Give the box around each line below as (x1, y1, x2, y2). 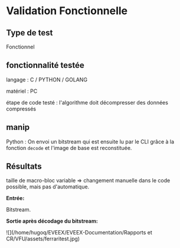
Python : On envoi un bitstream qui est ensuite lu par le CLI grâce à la (6, 138, 175, 145)
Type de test (6, 28, 53, 38)
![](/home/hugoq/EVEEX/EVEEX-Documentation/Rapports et (6, 229, 152, 236)
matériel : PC (6, 87, 38, 94)
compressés (6, 105, 37, 112)
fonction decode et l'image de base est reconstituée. (6, 144, 132, 151)
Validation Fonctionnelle (6, 4, 128, 18)
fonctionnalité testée (6, 60, 84, 70)
